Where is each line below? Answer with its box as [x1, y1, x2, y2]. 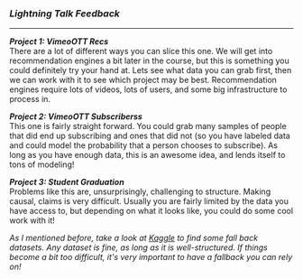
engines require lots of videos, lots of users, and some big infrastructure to [9, 84, 288, 95]
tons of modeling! [9, 159, 75, 170]
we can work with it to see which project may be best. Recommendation [9, 75, 278, 86]
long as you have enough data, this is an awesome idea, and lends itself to [9, 150, 286, 161]
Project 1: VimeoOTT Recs [9, 36, 109, 47]
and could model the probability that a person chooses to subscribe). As [9, 140, 278, 151]
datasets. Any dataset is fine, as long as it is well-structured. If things [9, 242, 268, 253]
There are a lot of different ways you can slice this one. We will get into [9, 46, 273, 57]
